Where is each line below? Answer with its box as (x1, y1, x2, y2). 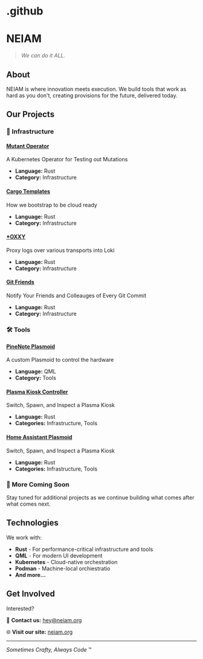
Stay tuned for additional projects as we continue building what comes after (6, 493, 195, 501)
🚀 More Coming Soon (6, 480, 69, 489)
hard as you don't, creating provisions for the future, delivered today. (6, 92, 178, 99)
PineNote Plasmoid (6, 342, 56, 350)
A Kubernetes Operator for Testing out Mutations (6, 156, 128, 163)
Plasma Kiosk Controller (6, 388, 68, 395)
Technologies (6, 518, 59, 528)
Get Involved (6, 589, 56, 599)
